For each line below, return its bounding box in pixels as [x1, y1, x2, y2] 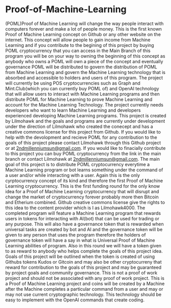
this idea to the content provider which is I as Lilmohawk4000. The [5, 204, 145, 211]
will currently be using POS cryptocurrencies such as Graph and [5, 80, 140, 86]
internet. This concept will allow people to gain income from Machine [5, 37, 151, 43]
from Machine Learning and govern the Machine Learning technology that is [5, 69, 166, 75]
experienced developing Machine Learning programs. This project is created [5, 112, 166, 118]
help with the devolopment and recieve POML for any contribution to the [5, 134, 157, 140]
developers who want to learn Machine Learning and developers [5, 107, 141, 113]
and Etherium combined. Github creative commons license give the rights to [5, 199, 165, 205]
